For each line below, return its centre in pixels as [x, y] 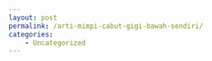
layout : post [33, 17]
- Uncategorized [56, 43]
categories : [31, 34]
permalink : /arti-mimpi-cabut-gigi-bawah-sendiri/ [106, 26]
